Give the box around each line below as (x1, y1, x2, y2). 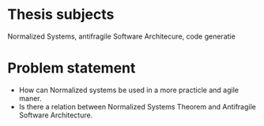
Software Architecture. (18, 110, 93, 120)
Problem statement (7, 59, 136, 77)
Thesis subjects (7, 6, 115, 24)
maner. (18, 93, 42, 103)
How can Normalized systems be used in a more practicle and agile (18, 85, 239, 94)
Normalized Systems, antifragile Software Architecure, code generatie (7, 31, 236, 41)
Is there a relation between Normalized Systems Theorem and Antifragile (18, 102, 256, 111)
